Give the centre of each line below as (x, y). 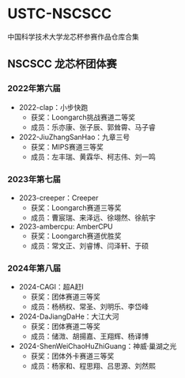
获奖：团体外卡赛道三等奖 (72, 356)
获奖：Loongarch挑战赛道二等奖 (83, 117)
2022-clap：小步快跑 (53, 107)
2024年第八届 (34, 268)
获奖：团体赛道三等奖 (65, 297)
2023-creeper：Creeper (59, 198)
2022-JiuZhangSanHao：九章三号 (74, 137)
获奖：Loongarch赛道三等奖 (76, 207)
